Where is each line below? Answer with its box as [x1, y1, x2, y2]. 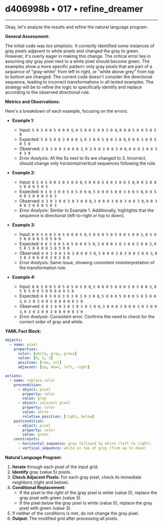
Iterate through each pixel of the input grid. [12, 464, 99, 470]
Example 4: [12, 274, 35, 280]
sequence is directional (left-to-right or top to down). [19, 212, 125, 218]
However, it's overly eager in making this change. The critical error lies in [5, 53, 151, 59]
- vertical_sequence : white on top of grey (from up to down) [17, 446, 147, 451]
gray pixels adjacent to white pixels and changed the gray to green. [5, 48, 140, 54]
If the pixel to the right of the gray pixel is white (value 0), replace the [19, 490, 158, 495]
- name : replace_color [9, 378, 55, 383]
